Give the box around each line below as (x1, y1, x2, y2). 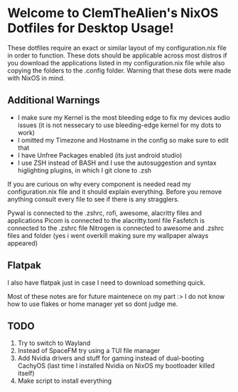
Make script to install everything (17, 376, 112, 385)
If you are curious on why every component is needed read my (7, 180, 192, 188)
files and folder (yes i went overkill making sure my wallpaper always (7, 231, 209, 239)
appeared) (7, 239, 38, 247)
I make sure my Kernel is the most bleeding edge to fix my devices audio (17, 113, 231, 121)
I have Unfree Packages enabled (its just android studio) (17, 151, 183, 159)
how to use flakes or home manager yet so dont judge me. (7, 300, 178, 308)
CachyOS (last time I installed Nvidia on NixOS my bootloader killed (17, 361, 215, 370)
